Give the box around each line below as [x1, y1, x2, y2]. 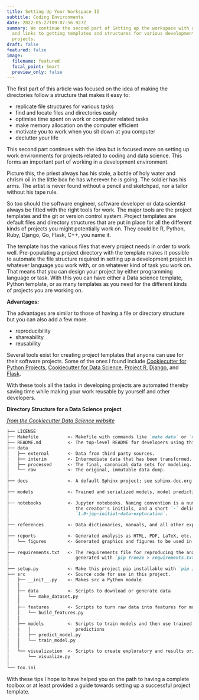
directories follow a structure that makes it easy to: [6, 92, 131, 99]
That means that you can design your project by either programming [6, 268, 173, 275]
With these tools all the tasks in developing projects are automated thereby [6, 382, 189, 389]
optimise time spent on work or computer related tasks [15, 116, 149, 123]
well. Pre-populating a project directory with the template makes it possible [6, 249, 190, 256]
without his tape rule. [6, 188, 58, 196]
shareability [15, 334, 44, 341]
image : [6, 53, 23, 58]
